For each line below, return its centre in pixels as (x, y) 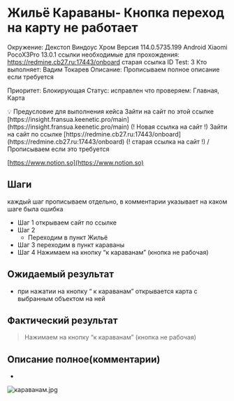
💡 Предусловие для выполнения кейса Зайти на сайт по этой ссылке (111, 111)
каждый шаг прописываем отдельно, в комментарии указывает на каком (117, 202)
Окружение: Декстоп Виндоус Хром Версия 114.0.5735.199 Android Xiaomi (117, 47)
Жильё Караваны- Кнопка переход (116, 13)
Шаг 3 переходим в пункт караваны (71, 245)
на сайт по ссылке (35, 134)
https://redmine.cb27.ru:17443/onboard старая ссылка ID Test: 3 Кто (107, 62)
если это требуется (80, 149)
